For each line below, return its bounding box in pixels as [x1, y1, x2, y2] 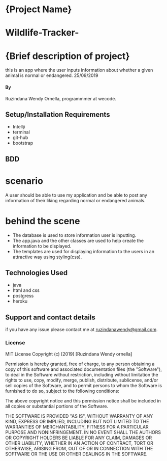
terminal [12, 129, 30, 135]
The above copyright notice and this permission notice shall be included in [5, 397, 161, 403]
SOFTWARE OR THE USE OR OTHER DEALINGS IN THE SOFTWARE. [5, 451, 148, 457]
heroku [12, 298, 28, 304]
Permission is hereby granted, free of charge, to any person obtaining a [5, 361, 155, 367]
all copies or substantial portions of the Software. [5, 403, 108, 409]
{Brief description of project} [5, 50, 130, 62]
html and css [12, 287, 40, 293]
